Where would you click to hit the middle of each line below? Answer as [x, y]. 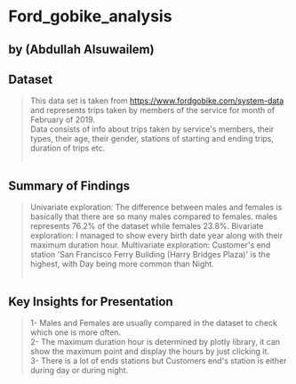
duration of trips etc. [68, 148]
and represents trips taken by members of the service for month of [152, 110]
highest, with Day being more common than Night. [122, 264]
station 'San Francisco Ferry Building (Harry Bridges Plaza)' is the [150, 255]
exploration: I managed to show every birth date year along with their [156, 236]
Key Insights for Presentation [91, 302]
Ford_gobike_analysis [90, 16]
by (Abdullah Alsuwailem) [81, 49]
